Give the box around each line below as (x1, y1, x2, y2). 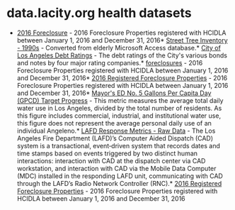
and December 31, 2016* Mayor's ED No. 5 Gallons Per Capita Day (16, 89, 212, 97)
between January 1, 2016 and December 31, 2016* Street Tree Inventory (16, 35, 228, 44)
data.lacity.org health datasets (6, 5, 192, 21)
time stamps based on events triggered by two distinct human (16, 149, 198, 157)
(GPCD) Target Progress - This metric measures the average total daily (16, 96, 224, 104)
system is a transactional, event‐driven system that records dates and (16, 141, 221, 150)
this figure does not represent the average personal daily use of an (16, 118, 212, 127)
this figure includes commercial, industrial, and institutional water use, (16, 111, 221, 120)
